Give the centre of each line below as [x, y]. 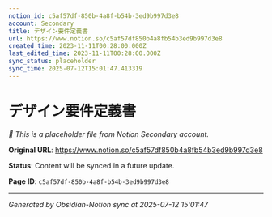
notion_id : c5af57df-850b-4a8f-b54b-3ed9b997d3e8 [94, 16]
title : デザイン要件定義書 [49, 31]
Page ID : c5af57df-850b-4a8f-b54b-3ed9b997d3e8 [89, 181]
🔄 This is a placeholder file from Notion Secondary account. [108, 134]
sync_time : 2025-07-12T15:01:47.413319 [76, 69]
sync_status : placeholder [52, 62]
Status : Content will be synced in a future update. [91, 165]
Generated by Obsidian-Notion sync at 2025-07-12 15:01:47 [108, 204]
